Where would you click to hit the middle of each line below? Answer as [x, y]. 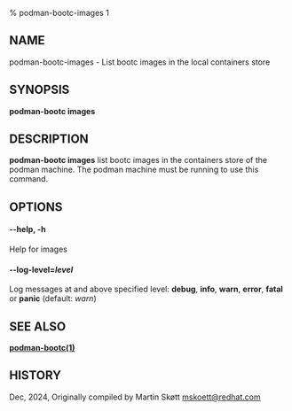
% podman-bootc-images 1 [59, 13]
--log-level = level [41, 269]
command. [29, 179]
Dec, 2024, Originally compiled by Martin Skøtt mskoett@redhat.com [135, 397]
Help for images [39, 249]
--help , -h [28, 229]
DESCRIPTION [49, 140]
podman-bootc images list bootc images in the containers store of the [138, 160]
